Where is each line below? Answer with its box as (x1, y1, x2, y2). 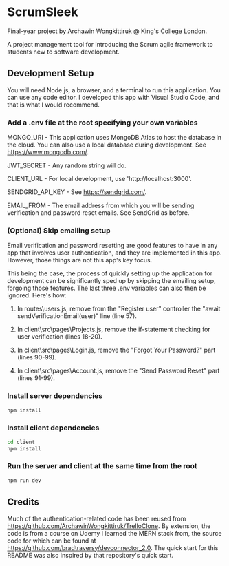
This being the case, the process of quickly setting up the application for (7, 269, 213, 277)
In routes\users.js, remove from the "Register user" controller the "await (17, 304, 221, 313)
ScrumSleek (7, 4, 78, 20)
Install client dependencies (7, 423, 100, 432)
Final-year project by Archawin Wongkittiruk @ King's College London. (7, 27, 208, 35)
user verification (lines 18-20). (17, 333, 103, 341)
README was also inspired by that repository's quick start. (7, 551, 174, 559)
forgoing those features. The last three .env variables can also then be (7, 284, 206, 293)
